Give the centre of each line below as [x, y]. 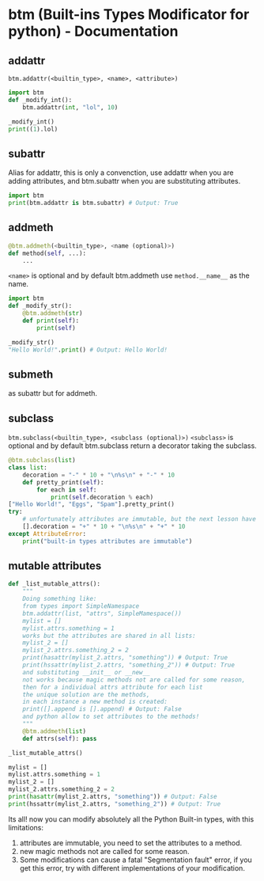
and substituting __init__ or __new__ [86, 672]
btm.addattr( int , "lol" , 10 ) [70, 107]
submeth [31, 374]
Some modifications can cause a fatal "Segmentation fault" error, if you [136, 860]
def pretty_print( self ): [63, 482]
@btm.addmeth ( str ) [53, 313]
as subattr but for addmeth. [53, 393]
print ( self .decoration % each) [102, 497]
